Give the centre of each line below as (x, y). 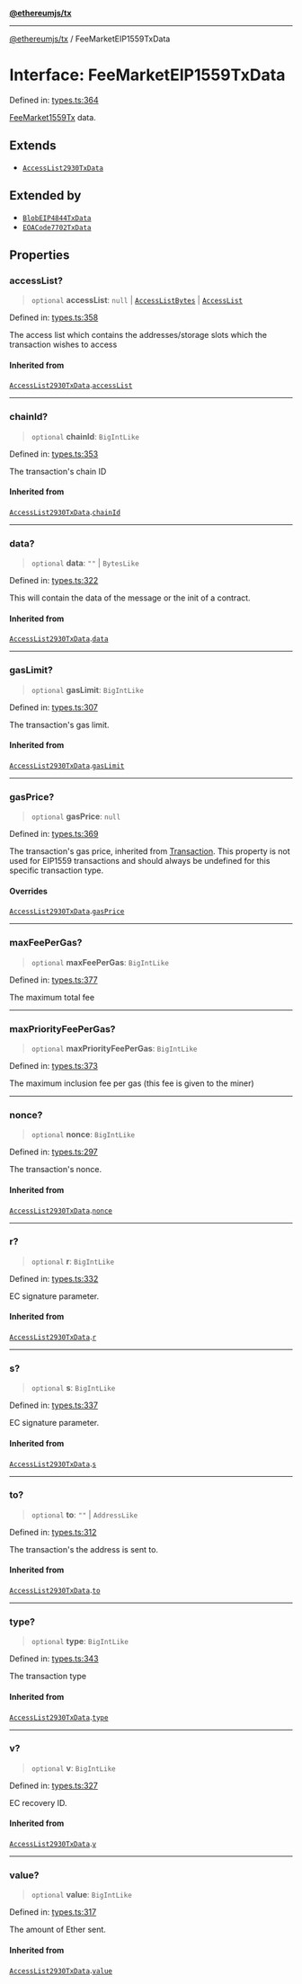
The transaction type (48, 1677)
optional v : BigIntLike (73, 1768)
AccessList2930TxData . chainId (65, 512)
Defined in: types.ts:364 (54, 100)
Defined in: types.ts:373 (54, 1066)
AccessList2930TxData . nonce (61, 1210)
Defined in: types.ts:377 (53, 980)
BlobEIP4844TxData (57, 218)
